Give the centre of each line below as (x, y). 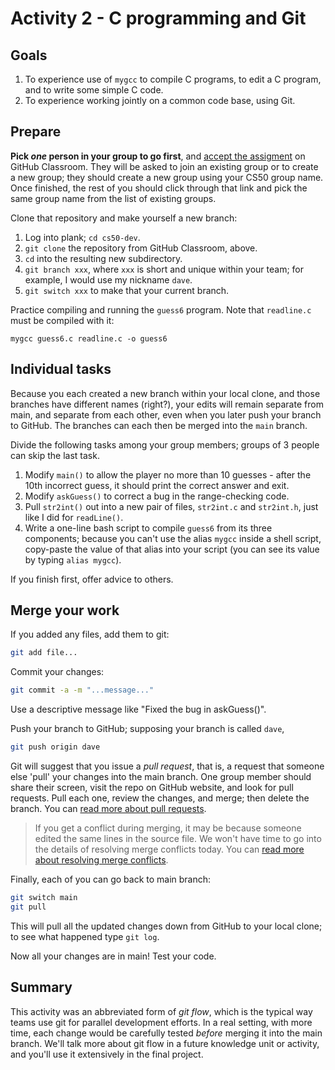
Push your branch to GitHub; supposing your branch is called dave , (147, 729)
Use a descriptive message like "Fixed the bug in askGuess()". (138, 709)
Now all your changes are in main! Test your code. (113, 956)
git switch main (44, 898)
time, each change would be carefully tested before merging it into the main (166, 1033)
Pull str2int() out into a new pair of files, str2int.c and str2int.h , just (171, 506)
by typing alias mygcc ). (73, 559)
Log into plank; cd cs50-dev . (82, 237)
